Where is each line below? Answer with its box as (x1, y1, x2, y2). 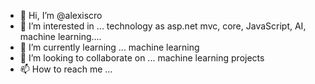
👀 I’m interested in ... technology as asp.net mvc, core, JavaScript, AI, (19, 20, 307, 32)
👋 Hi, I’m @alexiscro (19, 10, 103, 21)
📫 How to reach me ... (19, 63, 113, 75)
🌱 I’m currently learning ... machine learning (19, 41, 200, 53)
